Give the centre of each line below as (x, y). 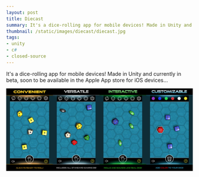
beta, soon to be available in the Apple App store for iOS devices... (87, 80)
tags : (13, 38)
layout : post (22, 12)
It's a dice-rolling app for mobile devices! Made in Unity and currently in (94, 73)
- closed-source (26, 56)
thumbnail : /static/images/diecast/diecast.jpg (66, 31)
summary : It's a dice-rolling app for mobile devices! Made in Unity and (99, 25)
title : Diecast (25, 19)
